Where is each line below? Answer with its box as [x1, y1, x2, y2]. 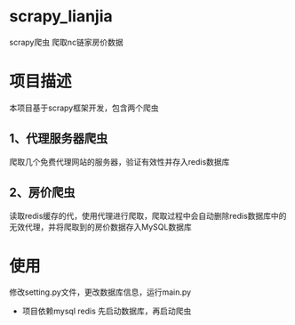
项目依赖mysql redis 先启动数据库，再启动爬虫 [21, 305, 192, 317]
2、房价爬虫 [9, 185, 76, 200]
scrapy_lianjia [9, 6, 113, 27]
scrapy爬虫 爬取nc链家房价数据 [9, 37, 124, 47]
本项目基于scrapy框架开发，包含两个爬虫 [9, 102, 159, 113]
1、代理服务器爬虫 [9, 131, 108, 146]
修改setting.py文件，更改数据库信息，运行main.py [9, 287, 192, 297]
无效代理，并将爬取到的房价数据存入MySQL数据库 [9, 221, 193, 232]
